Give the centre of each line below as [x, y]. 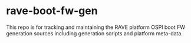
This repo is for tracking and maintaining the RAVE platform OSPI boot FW [96, 27]
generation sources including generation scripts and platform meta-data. [94, 33]
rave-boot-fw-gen [52, 11]
